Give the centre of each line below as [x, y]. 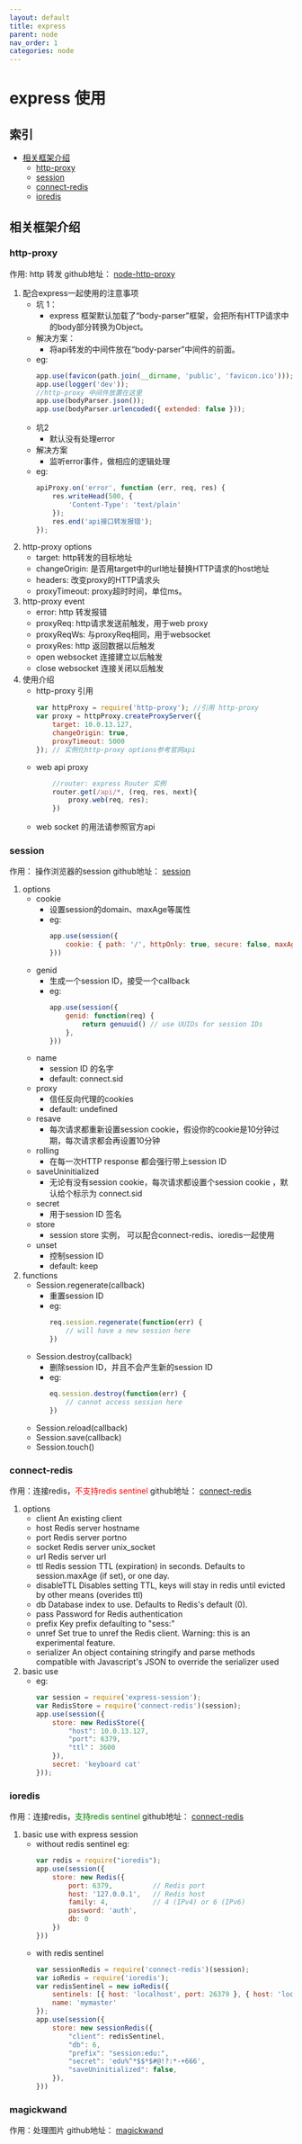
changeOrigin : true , [91, 733]
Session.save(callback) [79, 1437]
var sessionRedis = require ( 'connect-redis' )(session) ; [142, 1969]
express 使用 [58, 99]
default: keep [74, 1266]
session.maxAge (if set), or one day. [102, 1576]
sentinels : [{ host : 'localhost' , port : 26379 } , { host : [163, 1995]
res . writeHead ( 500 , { [93, 497]
